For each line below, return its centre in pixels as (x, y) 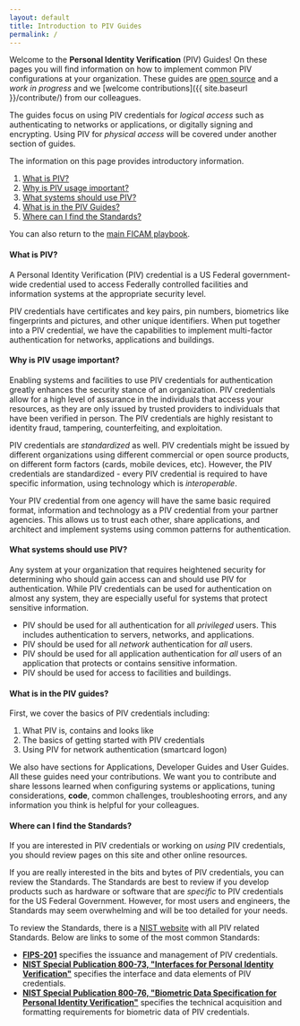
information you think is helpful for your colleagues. (104, 805)
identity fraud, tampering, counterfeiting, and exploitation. (116, 428)
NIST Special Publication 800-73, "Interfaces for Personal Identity (148, 964)
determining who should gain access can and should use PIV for (128, 578)
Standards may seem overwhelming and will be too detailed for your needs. (149, 910)
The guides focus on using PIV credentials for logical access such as (137, 115)
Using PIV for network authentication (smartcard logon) (124, 750)
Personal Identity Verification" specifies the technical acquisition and (152, 1003)
